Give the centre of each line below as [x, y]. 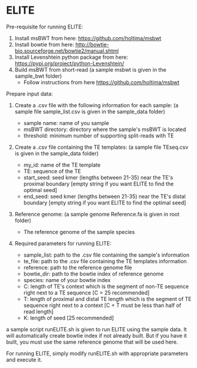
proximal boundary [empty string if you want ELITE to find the [98, 184]
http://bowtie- [92, 44]
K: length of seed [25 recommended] [69, 318]
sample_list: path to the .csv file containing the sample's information [106, 255]
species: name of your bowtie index [67, 280]
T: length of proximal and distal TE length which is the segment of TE [107, 299]
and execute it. [24, 360]
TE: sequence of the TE [52, 171]
